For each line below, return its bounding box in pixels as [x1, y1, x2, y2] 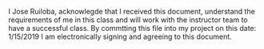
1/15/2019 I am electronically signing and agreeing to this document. [8, 32, 232, 41]
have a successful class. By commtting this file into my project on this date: [8, 24, 257, 32]
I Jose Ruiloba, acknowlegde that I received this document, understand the [8, 7, 256, 16]
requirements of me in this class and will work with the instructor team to [8, 15, 248, 24]
